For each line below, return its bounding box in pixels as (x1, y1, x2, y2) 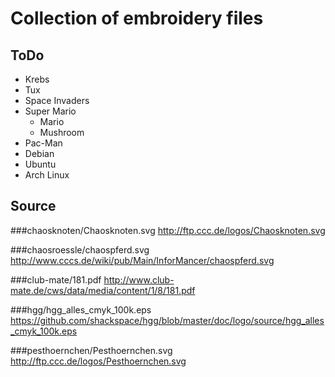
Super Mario (24, 105, 77, 117)
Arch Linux (24, 169, 70, 181)
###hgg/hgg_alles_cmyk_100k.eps (10, 303, 152, 316)
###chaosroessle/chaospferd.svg (10, 243, 150, 256)
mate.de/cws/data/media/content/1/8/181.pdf (10, 284, 196, 296)
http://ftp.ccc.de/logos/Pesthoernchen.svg (10, 355, 187, 367)
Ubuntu (24, 158, 57, 170)
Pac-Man (24, 137, 63, 149)
